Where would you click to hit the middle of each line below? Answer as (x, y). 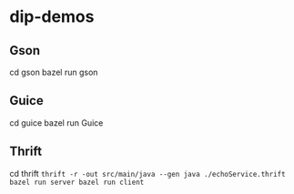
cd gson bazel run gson (54, 72)
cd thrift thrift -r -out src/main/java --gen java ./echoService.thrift (147, 173)
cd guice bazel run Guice (56, 123)
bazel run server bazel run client (77, 182)
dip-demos (52, 17)
